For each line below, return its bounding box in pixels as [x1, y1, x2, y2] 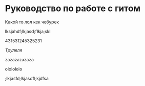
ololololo [5, 66, 22, 72]
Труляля [5, 47, 22, 53]
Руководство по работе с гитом [5, 3, 141, 14]
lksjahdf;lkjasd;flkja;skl [5, 28, 51, 34]
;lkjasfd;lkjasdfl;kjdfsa [5, 75, 49, 81]
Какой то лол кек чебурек [5, 19, 59, 25]
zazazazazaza [5, 56, 34, 62]
